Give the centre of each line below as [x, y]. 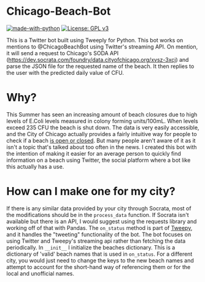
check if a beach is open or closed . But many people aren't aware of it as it [101, 140]
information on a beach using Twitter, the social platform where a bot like [99, 160]
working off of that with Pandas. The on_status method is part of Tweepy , [99, 227]
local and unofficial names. [41, 273]
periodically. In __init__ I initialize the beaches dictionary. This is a [91, 247]
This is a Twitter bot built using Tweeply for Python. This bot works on [95, 40]
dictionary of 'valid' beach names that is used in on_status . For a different [99, 254]
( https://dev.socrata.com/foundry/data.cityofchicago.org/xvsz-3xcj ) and [98, 59]
